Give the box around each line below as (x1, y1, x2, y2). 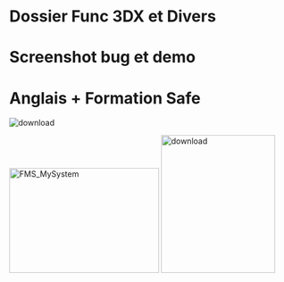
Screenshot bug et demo (9, 47, 196, 68)
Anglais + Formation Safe (9, 87, 201, 108)
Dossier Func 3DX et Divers (9, 6, 217, 27)
